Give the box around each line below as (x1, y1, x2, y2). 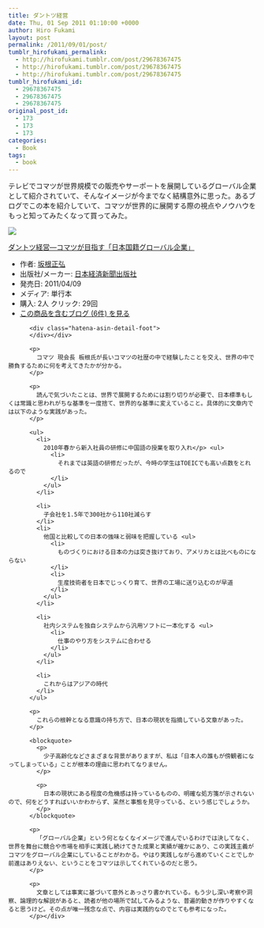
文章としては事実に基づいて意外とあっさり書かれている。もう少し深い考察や (36, 888, 247, 897)
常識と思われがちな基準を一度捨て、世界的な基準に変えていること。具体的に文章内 (19, 400, 248, 408)
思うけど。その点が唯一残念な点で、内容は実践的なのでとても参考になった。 (19, 906, 230, 914)
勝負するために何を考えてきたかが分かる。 (8, 362, 125, 370)
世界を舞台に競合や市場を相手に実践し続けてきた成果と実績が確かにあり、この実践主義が (8, 843, 255, 851)
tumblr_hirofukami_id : (8, 77, 83, 85)
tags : (8, 151, 26, 159)
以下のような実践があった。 (13, 408, 91, 416)
